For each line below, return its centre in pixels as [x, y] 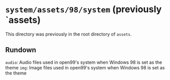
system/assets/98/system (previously [83, 9]
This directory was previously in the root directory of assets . [68, 34]
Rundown [21, 50]
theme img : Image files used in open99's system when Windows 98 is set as [85, 67]
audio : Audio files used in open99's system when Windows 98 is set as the [84, 62]
